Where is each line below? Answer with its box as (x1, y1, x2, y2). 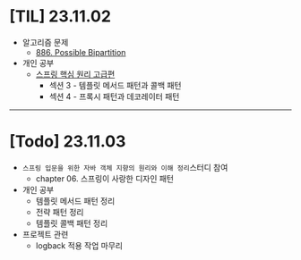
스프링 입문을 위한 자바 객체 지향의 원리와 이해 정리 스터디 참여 (21, 162, 228, 172)
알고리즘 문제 (21, 37, 69, 47)
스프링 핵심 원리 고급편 (35, 69, 116, 80)
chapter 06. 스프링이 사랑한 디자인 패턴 (35, 172, 175, 184)
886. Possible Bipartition (35, 46, 126, 57)
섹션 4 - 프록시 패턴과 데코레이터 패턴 (48, 91, 180, 102)
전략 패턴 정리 (35, 206, 84, 217)
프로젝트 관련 (21, 229, 69, 239)
